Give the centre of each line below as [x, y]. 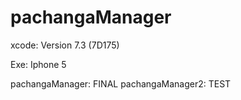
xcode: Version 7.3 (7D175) [65, 45]
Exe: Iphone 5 [38, 64]
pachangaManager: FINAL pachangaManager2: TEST [121, 83]
